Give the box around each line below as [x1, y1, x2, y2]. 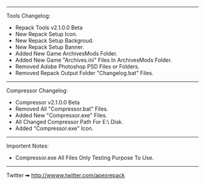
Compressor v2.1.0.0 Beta [15, 99, 81, 106]
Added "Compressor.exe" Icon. [15, 125, 94, 132]
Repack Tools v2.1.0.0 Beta [15, 24, 83, 31]
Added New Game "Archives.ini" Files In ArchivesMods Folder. [15, 56, 172, 63]
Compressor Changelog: [6, 87, 68, 94]
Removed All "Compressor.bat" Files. [15, 105, 109, 112]
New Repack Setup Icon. [15, 31, 77, 37]
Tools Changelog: [6, 12, 51, 19]
